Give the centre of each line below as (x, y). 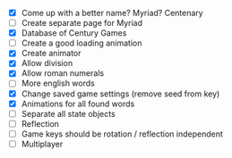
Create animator (51, 54)
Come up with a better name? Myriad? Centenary (112, 13)
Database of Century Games (74, 33)
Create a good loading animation (82, 43)
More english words (58, 83)
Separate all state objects (68, 113)
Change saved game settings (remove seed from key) (120, 94)
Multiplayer (42, 144)
